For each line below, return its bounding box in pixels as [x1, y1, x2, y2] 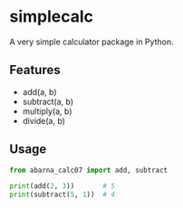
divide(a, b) [22, 115, 66, 126]
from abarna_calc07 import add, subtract [9, 165, 169, 175]
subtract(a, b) [22, 96, 74, 107]
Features [9, 62, 61, 78]
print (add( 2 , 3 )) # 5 [9, 182, 116, 191]
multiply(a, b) [22, 106, 72, 117]
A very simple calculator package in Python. [9, 36, 174, 47]
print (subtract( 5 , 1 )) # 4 [9, 190, 116, 200]
